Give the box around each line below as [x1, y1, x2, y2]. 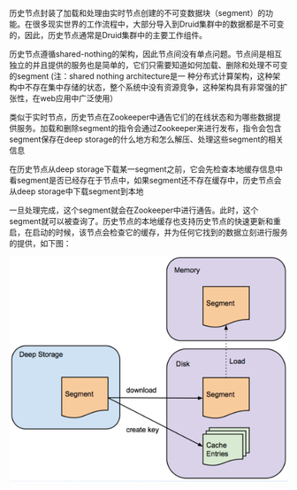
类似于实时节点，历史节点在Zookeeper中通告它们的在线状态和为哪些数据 [9, 112, 274, 122]
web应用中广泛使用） [39, 93, 118, 104]
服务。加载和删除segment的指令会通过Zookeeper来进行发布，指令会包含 [16, 123, 282, 133]
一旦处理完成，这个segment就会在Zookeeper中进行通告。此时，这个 [9, 205, 259, 215]
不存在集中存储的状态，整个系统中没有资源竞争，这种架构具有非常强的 [24, 82, 280, 92]
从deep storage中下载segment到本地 [9, 186, 144, 197]
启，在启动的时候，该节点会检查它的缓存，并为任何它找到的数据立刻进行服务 [9, 227, 288, 237]
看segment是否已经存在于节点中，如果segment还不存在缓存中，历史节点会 [9, 175, 282, 185]
